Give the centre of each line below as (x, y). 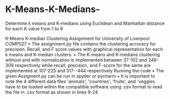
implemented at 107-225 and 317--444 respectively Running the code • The (84, 70)
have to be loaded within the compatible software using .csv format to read (84, 86)
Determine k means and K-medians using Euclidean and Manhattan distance (85, 23)
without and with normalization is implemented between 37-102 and (76, 60)
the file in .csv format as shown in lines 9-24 (52, 92)
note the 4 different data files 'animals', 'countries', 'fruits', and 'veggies (80, 81)
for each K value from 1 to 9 (34, 28)
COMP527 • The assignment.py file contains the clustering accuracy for (81, 43)
